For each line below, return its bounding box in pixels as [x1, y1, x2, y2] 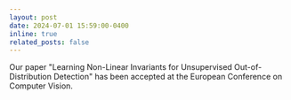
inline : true [9, 29, 58, 38]
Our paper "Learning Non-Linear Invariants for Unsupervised [9, 62, 233, 73]
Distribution [9, 72, 52, 82]
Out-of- [234, 62, 263, 73]
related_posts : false [9, 37, 90, 47]
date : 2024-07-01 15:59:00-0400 [9, 21, 129, 30]
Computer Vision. [9, 81, 74, 91]
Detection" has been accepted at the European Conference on [53, 72, 283, 82]
